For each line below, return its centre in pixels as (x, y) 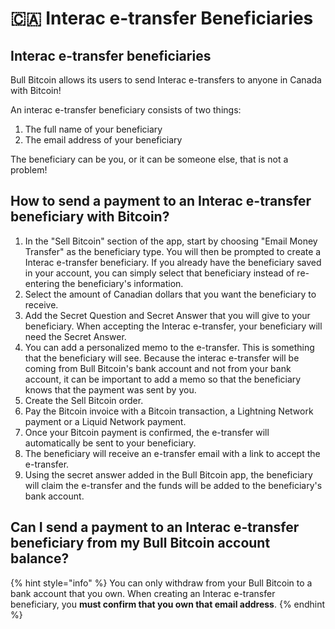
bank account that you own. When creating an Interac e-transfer (143, 593)
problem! (29, 170)
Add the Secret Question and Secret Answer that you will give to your (167, 315)
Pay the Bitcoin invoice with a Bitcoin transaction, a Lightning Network (169, 411)
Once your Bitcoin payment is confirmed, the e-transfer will (147, 432)
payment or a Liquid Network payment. (105, 421)
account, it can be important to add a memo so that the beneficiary (163, 379)
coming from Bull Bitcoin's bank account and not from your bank (158, 368)
